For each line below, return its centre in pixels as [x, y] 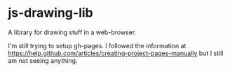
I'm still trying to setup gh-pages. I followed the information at [97, 45]
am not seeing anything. [43, 60]
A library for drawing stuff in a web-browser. [72, 32]
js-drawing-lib [50, 13]
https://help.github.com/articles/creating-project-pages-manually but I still [116, 53]
